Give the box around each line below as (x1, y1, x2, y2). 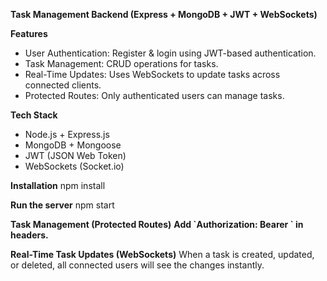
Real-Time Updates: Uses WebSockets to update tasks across (24, 69, 281, 80)
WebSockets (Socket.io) (24, 160, 125, 172)
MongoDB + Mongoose (24, 139, 122, 151)
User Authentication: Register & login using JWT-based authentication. (24, 47, 317, 59)
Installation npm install (10, 180, 106, 191)
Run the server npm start (10, 199, 115, 211)
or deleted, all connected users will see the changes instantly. (10, 259, 265, 271)
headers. (10, 229, 49, 241)
